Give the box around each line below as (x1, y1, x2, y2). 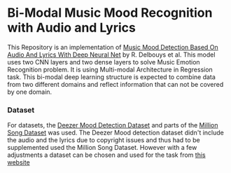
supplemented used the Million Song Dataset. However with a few (7, 144, 197, 152)
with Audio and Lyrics (7, 20, 136, 36)
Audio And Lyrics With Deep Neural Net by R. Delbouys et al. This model (7, 50, 216, 59)
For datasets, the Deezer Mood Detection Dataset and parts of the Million (7, 121, 218, 130)
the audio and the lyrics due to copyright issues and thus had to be (7, 136, 201, 144)
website (7, 158, 30, 167)
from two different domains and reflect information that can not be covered (7, 80, 224, 88)
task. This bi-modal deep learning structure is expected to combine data (7, 72, 216, 81)
